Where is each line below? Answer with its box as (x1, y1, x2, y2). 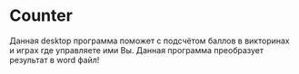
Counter (9, 5, 73, 26)
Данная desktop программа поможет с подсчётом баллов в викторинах (9, 35, 290, 46)
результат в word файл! (9, 54, 100, 65)
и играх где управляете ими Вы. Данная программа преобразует (9, 44, 264, 55)
